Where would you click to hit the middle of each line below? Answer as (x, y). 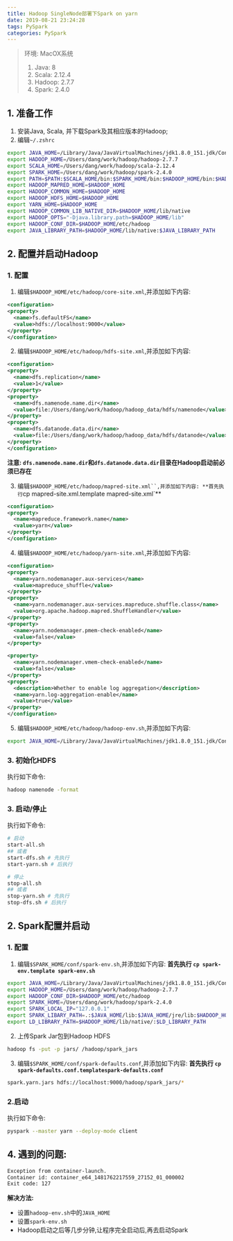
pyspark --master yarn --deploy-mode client (72, 1131)
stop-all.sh (24, 883)
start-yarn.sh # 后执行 (40, 864)
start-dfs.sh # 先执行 (38, 858)
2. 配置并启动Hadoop (53, 254)
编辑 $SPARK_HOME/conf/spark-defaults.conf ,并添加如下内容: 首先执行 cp (119, 1063)
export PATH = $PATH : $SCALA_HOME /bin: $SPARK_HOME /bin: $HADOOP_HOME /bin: (111, 179)
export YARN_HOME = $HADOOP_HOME (52, 205)
